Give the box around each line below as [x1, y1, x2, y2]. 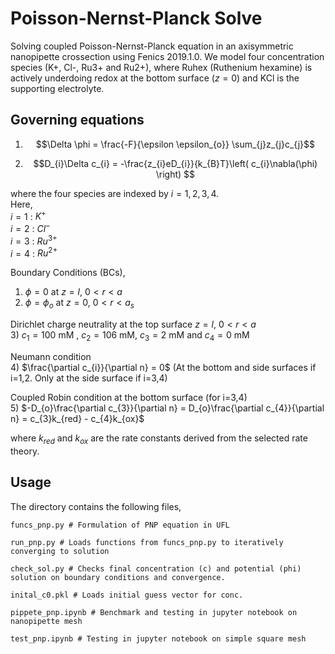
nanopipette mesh [10, 616, 83, 626]
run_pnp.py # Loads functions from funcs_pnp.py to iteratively [10, 537, 284, 547]
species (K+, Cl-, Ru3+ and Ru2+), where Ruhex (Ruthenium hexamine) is [10, 61, 313, 73]
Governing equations [10, 112, 145, 129]
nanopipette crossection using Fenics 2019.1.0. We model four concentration [10, 50, 325, 62]
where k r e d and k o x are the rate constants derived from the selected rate [10, 432, 308, 446]
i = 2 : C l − [10, 221, 51, 235]
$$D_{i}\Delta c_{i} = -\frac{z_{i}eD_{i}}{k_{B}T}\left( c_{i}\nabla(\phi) [33, 157, 318, 169]
